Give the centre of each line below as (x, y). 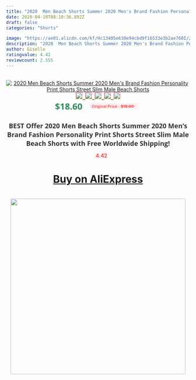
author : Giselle (26, 49)
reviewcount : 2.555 (30, 60)
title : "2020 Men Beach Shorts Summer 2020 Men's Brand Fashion (87, 11)
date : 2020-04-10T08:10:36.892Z (45, 17)
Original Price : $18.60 (113, 106)
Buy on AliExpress (98, 179)
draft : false (22, 22)
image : (14, 39)
